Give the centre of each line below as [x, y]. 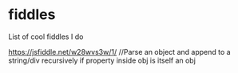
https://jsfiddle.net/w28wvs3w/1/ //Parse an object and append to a [119, 52]
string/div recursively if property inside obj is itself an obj [102, 60]
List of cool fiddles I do [46, 36]
